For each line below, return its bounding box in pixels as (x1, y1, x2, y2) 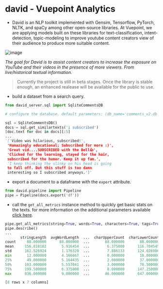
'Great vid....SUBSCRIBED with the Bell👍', (7, 147, 98, 152)
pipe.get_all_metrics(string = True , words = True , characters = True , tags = (5, 221, 153, 226)
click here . (12, 212, 33, 217)
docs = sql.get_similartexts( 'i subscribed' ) (5, 125, 98, 130)
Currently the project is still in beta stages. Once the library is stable (16, 79, 153, 85)
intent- (144, 30, 158, 36)
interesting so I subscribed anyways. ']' (7, 170, 92, 175)
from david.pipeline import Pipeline (5, 188, 81, 193)
